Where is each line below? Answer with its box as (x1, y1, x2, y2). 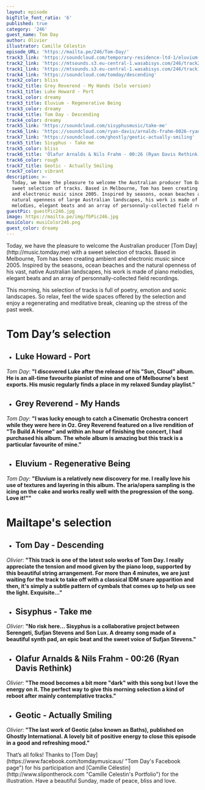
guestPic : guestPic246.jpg (6, 208, 75, 214)
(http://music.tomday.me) (6, 248, 70, 256)
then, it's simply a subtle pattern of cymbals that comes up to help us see (6, 582, 196, 589)
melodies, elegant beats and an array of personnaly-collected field (12, 203, 192, 209)
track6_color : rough (6, 157, 59, 163)
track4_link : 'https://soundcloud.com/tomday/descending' (6, 72, 157, 78)
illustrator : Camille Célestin (6, 43, 86, 50)
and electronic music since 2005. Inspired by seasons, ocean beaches (12, 191, 195, 197)
